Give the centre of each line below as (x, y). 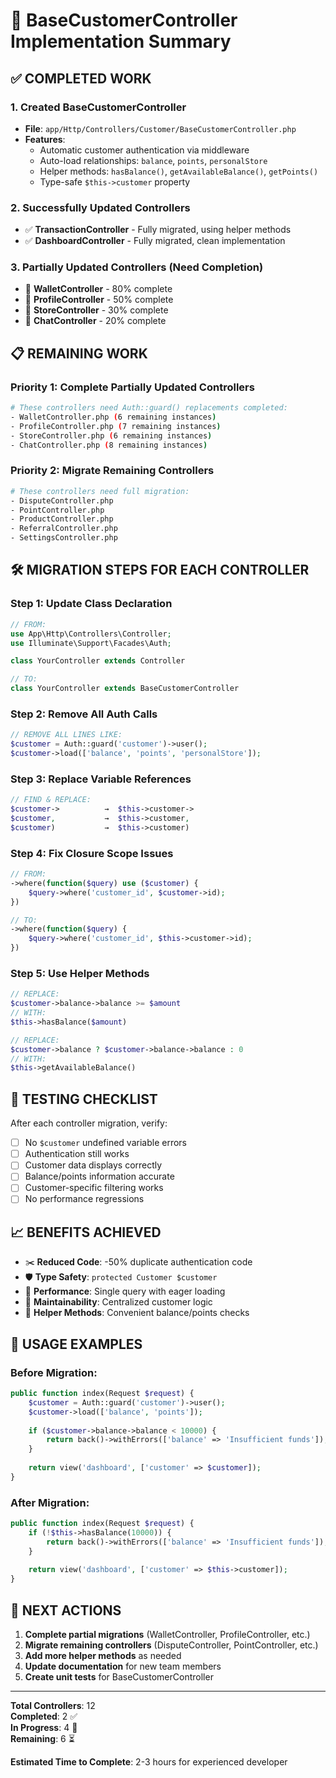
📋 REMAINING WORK (79, 353)
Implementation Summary (121, 41)
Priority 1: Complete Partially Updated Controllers (132, 387)
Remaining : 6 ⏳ (42, 1738)
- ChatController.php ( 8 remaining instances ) (109, 445)
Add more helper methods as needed (103, 1655)
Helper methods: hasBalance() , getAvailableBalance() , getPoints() (179, 171)
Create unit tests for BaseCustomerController (119, 1677)
